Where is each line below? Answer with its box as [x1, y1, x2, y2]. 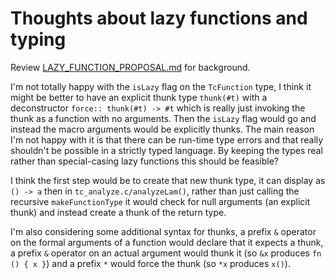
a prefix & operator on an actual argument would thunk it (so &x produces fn [10, 247, 322, 259]
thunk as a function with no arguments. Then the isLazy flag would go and [10, 112, 317, 124]
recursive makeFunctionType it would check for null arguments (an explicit [10, 195, 311, 207]
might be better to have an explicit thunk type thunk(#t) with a [10, 91, 268, 103]
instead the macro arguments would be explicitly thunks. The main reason [10, 123, 315, 135]
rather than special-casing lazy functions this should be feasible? [10, 155, 280, 167]
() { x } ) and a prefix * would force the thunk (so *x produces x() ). [10, 257, 291, 269]
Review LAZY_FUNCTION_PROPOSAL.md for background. [10, 61, 251, 73]
